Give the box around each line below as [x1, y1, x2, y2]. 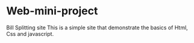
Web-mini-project [6, 4, 98, 18]
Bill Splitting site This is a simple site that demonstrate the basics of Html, [6, 24, 188, 31]
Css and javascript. [6, 30, 54, 37]
